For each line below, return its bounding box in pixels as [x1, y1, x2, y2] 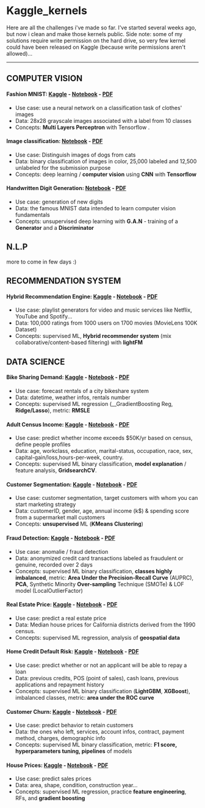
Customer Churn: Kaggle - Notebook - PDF [6, 708, 117, 715]
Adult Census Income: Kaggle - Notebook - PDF [6, 421, 130, 428]
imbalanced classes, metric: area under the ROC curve [15, 694, 154, 701]
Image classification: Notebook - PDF [6, 138, 103, 145]
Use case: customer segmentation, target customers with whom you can [15, 494, 198, 502]
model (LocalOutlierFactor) [15, 587, 84, 594]
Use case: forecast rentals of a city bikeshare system [15, 387, 149, 394]
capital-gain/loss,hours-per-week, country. [15, 454, 124, 461]
